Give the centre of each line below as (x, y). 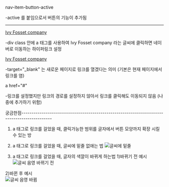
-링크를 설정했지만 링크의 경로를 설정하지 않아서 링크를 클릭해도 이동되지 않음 (81, 96)
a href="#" (16, 85)
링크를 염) (15, 75)
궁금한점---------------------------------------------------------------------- (84, 113)
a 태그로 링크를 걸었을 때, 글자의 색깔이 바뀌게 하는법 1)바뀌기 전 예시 (80, 156)
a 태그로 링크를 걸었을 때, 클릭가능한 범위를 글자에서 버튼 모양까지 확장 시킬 (86, 129)
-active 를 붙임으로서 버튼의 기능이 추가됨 (46, 18)
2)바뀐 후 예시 (19, 173)
